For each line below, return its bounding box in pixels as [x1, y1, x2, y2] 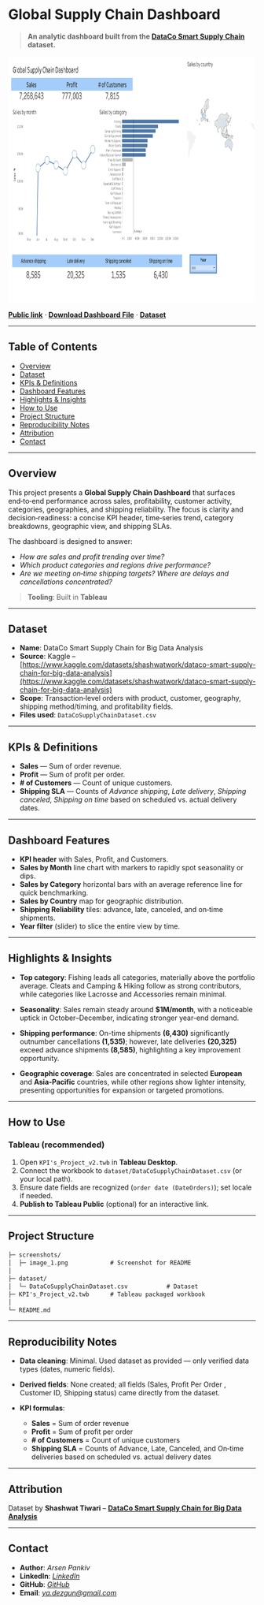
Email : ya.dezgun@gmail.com [19, 1588, 117, 1597]
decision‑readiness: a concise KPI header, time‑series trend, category [8, 512, 234, 522]
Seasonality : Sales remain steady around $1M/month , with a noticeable [19, 1004, 253, 1014]
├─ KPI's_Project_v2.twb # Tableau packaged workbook [8, 1290, 206, 1298]
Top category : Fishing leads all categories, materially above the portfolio [19, 972, 255, 982]
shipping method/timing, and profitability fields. [19, 702, 174, 711]
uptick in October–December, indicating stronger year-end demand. [19, 1013, 240, 1022]
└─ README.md [8, 1306, 51, 1314]
